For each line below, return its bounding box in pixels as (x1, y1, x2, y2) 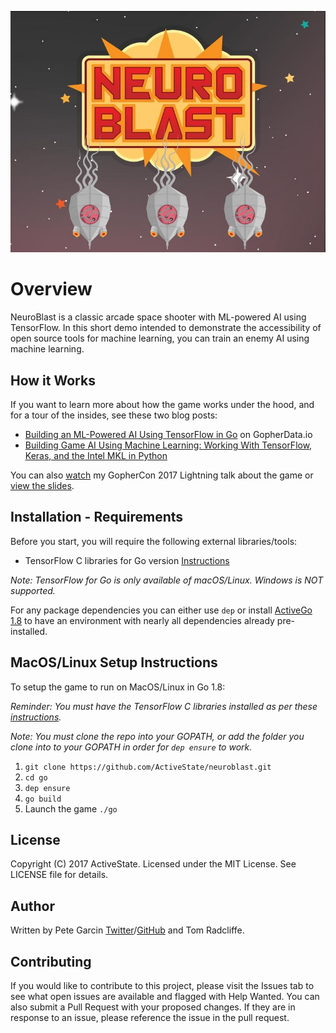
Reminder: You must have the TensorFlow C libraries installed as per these (10, 700, 318, 712)
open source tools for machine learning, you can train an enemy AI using (10, 332, 310, 345)
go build (24, 794, 62, 804)
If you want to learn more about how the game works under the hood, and (10, 398, 315, 410)
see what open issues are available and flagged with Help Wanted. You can (10, 990, 320, 1002)
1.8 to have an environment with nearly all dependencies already (10, 614, 275, 626)
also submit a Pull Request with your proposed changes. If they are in (10, 1001, 296, 1013)
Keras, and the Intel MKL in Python (24, 449, 168, 461)
